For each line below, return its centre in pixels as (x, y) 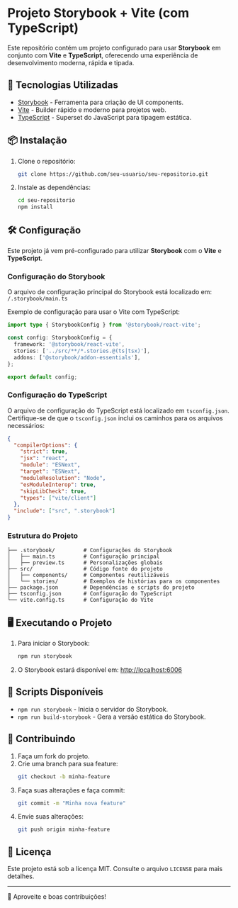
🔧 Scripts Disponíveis (56, 692)
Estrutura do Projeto (43, 536)
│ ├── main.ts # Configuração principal (84, 557)
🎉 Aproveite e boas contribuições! (57, 897)
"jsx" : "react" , (44, 459)
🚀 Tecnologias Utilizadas (63, 85)
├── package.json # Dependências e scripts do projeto (101, 588)
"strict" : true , (44, 452)
